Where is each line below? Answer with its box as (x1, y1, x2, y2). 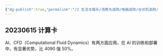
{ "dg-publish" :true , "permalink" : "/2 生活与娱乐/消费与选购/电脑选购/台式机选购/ (5, 7, 159, 12)
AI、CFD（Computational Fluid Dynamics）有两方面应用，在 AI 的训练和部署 (5, 40, 158, 46)
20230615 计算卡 (5, 26, 58, 34)
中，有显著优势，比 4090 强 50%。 (5, 46, 76, 52)
